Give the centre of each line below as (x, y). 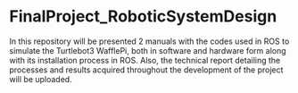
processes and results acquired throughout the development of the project (146, 70)
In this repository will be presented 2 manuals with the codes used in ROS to (149, 41)
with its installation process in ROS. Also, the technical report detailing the (145, 60)
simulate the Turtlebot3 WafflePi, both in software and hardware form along (148, 50)
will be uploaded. (41, 79)
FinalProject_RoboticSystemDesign (143, 17)
